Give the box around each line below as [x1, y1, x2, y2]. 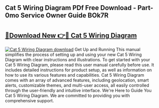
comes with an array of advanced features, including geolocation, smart [5, 77, 149, 83]
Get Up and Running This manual [74, 47, 141, 52]
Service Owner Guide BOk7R [20, 12, 109, 20]
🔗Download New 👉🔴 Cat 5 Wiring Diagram [5, 31, 137, 40]
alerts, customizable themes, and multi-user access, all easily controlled [5, 82, 149, 88]
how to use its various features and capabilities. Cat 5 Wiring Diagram [5, 72, 144, 78]
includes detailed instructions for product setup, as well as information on [5, 67, 152, 73]
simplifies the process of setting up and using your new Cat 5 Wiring [5, 52, 142, 57]
